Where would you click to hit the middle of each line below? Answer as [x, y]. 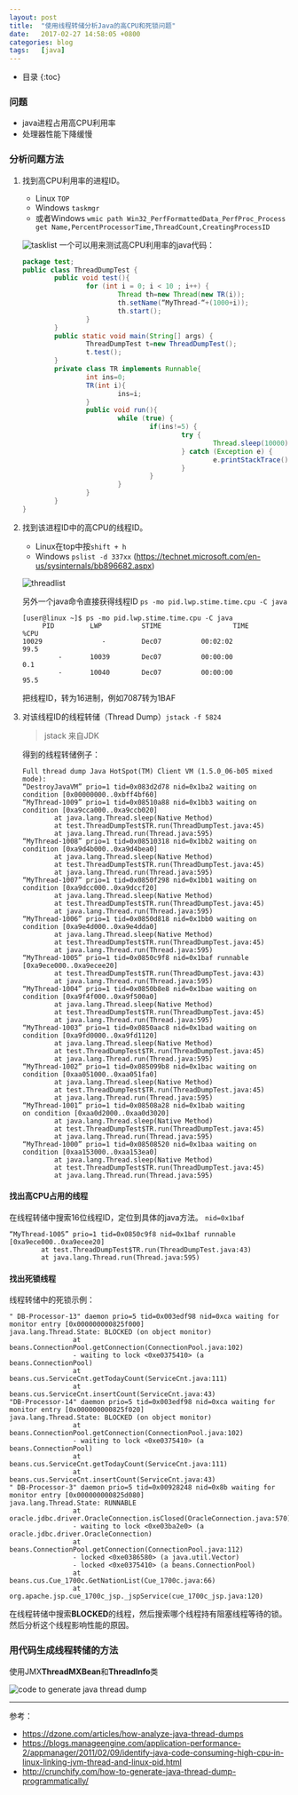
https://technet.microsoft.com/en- [199, 556]
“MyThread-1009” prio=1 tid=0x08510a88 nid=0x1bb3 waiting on [139, 802]
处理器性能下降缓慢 [57, 134]
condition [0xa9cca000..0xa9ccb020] [90, 810]
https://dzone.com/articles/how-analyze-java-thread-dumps [133, 1734]
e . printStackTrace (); [252, 460]
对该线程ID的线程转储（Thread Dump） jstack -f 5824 [122, 717]
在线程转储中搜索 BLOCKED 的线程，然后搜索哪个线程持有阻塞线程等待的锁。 [148, 1614]
